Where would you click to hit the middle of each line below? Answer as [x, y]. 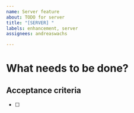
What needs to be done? [67, 68]
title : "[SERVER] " [30, 23]
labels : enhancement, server [42, 28]
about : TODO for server [36, 17]
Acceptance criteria [44, 90]
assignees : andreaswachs [37, 34]
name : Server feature [33, 12]
